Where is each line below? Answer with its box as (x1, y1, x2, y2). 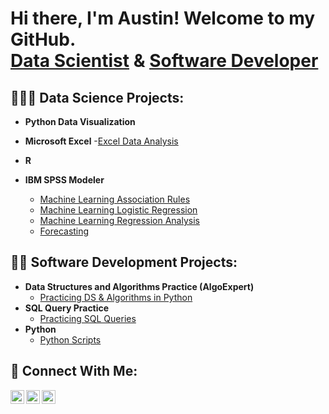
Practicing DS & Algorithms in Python (39, 291, 193, 303)
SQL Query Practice (24, 302, 110, 314)
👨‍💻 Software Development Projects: (10, 254, 238, 271)
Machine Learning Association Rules (39, 193, 191, 205)
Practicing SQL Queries (39, 312, 137, 324)
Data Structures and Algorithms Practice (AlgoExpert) (24, 280, 255, 292)
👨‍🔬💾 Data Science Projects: (10, 89, 185, 106)
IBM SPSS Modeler (24, 174, 105, 186)
